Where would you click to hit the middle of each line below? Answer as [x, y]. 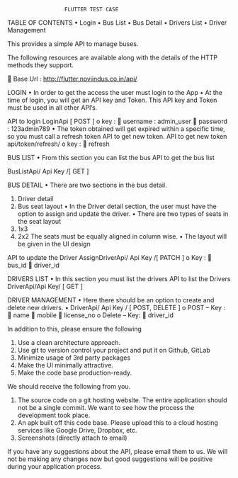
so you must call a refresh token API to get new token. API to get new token [117, 136]
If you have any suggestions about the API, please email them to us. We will [118, 451]
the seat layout [39, 221]
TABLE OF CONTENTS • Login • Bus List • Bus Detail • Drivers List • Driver [117, 23]
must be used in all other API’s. [52, 108]
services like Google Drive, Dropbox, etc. [77, 430]
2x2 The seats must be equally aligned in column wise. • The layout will [122, 236]
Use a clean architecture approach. [69, 342]
